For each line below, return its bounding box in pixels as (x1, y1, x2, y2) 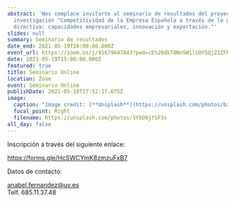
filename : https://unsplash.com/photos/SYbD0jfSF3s (13, 114, 168, 121)
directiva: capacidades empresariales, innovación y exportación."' (13, 23, 218, 30)
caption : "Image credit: (13, 101, 86, 108)
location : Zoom (7, 75, 52, 82)
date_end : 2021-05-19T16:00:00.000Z (7, 43, 114, 50)
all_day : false (7, 120, 52, 128)
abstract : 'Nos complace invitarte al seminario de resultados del (7, 10, 208, 17)
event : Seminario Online (7, 82, 80, 89)
